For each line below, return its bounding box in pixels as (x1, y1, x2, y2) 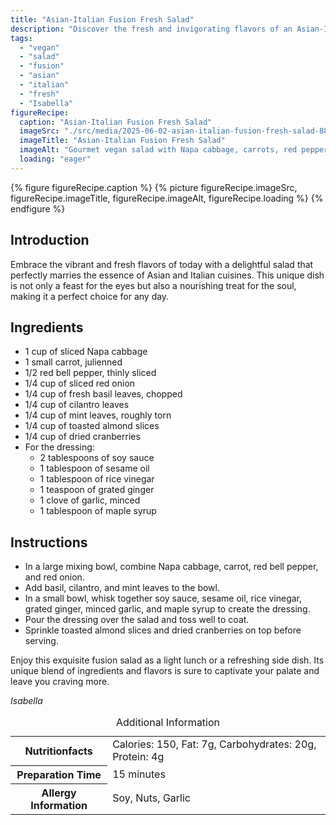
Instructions (10, 534, 88, 551)
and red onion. (24, 571, 85, 583)
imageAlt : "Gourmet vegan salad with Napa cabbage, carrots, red (19, 145, 298, 155)
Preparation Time (16, 767, 102, 781)
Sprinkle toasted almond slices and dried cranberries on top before (24, 624, 302, 636)
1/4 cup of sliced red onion (24, 377, 136, 390)
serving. (24, 635, 59, 647)
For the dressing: (24, 441, 95, 453)
